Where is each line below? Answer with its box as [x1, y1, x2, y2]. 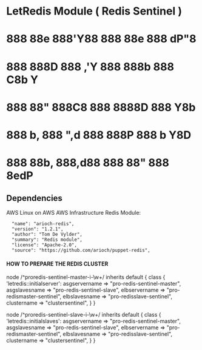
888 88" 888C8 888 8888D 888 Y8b [6, 100, 196, 114]
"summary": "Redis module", [12, 237, 83, 243]
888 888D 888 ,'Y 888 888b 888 [6, 59, 175, 73]
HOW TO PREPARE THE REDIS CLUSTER [6, 260, 109, 268]
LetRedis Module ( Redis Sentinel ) [6, 4, 182, 18]
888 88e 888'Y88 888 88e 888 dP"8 [6, 32, 197, 46]
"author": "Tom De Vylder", [12, 231, 83, 237]
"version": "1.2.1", [12, 226, 64, 232]
